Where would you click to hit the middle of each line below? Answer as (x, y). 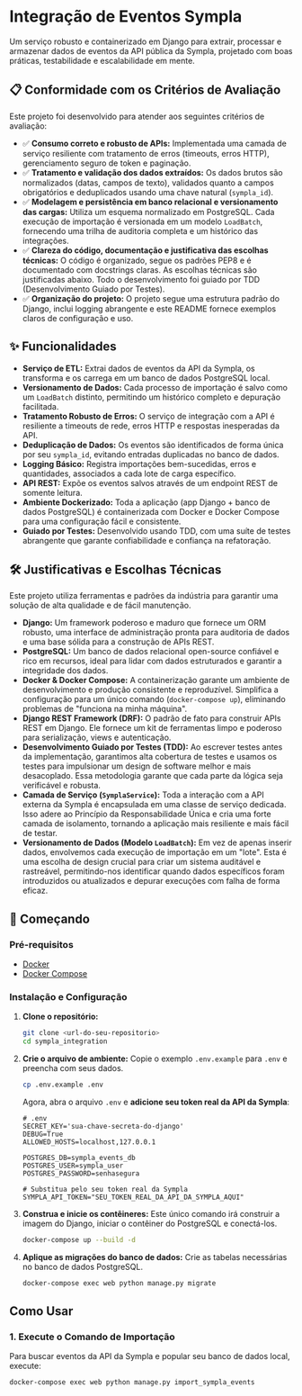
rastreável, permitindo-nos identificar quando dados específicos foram (153, 871)
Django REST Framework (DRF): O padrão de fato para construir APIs (151, 718)
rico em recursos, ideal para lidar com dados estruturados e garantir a (152, 661)
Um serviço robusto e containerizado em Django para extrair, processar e (146, 41)
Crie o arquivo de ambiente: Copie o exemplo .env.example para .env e (155, 1058)
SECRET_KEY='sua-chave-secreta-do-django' (103, 1126)
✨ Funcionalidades (63, 347)
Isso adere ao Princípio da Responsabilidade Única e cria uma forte (147, 814)
